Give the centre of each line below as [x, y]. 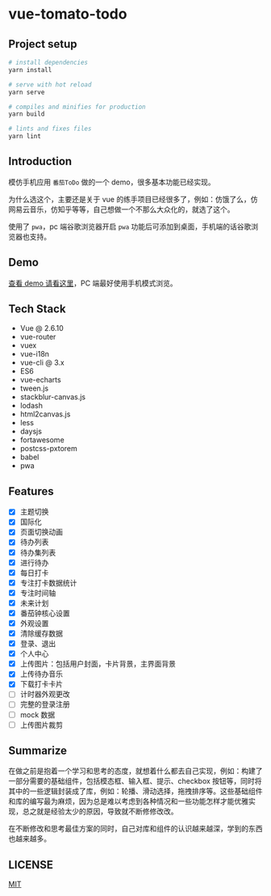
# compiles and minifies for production [77, 107]
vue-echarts [41, 380]
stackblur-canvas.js [53, 397]
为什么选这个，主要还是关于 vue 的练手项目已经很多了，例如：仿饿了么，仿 [133, 199]
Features [31, 491]
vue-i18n [35, 354]
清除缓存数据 [41, 633]
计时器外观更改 [45, 694]
